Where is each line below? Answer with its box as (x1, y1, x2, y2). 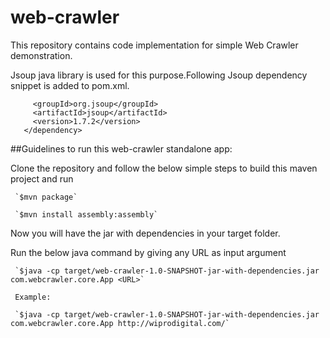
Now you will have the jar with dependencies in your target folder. (10, 227, 281, 239)
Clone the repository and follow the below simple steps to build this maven (10, 162, 318, 174)
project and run (10, 172, 74, 185)
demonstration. (10, 49, 73, 61)
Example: (14, 292, 52, 302)
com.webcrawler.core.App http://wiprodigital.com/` (10, 318, 230, 328)
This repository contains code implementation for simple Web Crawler (10, 39, 299, 51)
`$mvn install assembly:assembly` (14, 209, 159, 220)
